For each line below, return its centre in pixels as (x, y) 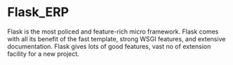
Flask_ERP (38, 12)
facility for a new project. (43, 54)
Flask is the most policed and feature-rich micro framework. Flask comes (113, 31)
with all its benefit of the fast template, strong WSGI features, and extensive (116, 38)
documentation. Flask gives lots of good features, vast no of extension (109, 46)
